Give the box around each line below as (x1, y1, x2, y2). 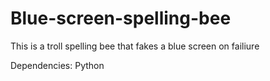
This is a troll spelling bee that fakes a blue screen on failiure (10, 40, 260, 52)
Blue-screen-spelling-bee (10, 7, 232, 30)
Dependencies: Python (10, 59, 105, 71)
